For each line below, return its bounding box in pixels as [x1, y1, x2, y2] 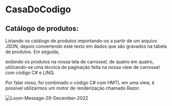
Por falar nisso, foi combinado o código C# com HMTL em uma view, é [5, 80, 155, 85]
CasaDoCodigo [5, 4, 71, 15]
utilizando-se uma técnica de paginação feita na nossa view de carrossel [5, 64, 160, 70]
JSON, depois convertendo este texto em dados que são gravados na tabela [5, 43, 167, 49]
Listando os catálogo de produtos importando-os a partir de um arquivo [5, 38, 158, 44]
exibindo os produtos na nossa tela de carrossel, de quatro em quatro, [5, 59, 154, 65]
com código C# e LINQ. [5, 69, 55, 76]
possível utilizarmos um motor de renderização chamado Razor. [5, 85, 140, 91]
